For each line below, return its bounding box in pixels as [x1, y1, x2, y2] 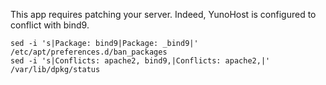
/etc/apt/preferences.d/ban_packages [10, 47, 168, 57]
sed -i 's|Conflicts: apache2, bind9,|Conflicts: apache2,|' [10, 56, 271, 66]
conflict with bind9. [10, 19, 90, 31]
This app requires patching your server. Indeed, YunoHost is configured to [10, 9, 317, 20]
